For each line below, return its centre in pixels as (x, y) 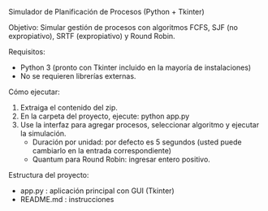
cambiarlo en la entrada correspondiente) (102, 151)
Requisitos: (27, 52)
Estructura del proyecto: (49, 175)
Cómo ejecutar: (35, 92)
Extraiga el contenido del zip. (69, 108)
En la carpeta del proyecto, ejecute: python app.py (105, 116)
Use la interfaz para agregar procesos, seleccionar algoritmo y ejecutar (140, 125)
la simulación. (43, 133)
